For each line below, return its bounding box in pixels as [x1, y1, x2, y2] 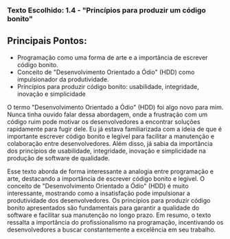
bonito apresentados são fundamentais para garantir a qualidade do [7, 203, 200, 212]
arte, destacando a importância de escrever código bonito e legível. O [7, 174, 205, 183]
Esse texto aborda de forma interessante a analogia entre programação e [7, 167, 214, 175]
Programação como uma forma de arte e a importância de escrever [16, 53, 208, 62]
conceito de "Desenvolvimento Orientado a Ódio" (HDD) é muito [7, 181, 189, 190]
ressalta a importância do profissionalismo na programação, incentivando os [7, 218, 224, 226]
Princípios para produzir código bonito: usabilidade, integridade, [16, 82, 199, 90]
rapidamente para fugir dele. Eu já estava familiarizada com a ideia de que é [7, 125, 222, 133]
